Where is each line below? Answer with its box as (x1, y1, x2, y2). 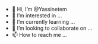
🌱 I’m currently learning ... (11, 18, 75, 25)
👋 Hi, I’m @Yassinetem (11, 6, 67, 12)
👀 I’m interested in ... (11, 12, 62, 19)
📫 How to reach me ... (11, 32, 67, 38)
